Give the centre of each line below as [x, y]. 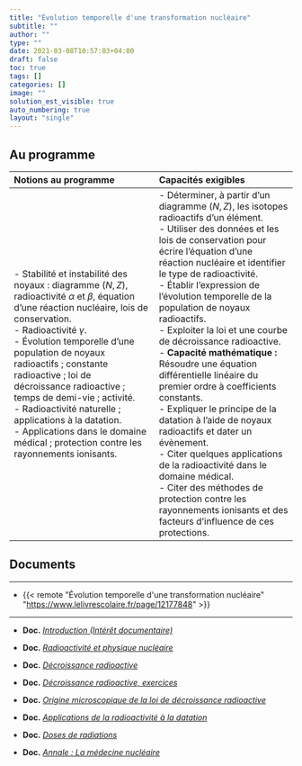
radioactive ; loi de [53, 374]
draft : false [34, 59]
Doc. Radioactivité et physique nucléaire [98, 647]
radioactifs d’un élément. [211, 217]
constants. [181, 397]
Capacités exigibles [202, 179]
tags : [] [26, 77]
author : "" [30, 34]
